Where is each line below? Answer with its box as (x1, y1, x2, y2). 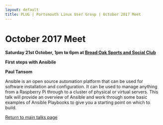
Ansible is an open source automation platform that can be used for (5, 78, 143, 84)
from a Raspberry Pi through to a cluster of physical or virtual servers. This (5, 89, 159, 95)
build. (5, 105, 17, 111)
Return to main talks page (5, 115, 58, 121)
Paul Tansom (5, 69, 33, 75)
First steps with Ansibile (5, 59, 56, 65)
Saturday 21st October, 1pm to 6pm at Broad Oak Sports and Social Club (5, 50, 157, 56)
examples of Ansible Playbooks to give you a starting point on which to (5, 100, 151, 106)
